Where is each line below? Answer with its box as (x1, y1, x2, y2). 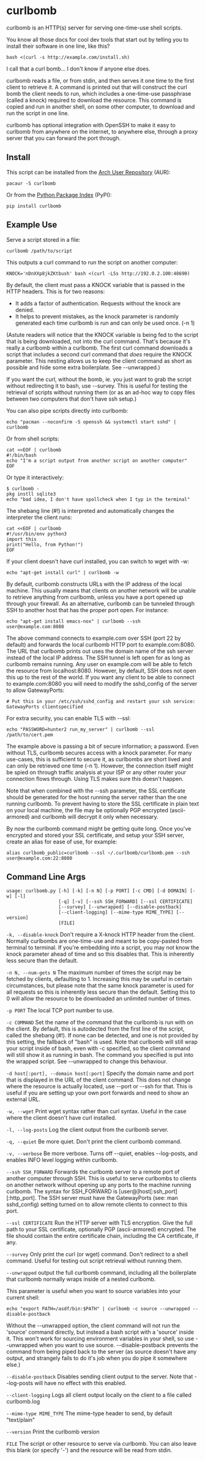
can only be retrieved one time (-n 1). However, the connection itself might (6, 762, 194, 769)
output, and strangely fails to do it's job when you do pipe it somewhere (6, 1354, 187, 1362)
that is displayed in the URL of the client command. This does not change (6, 1076, 191, 1083)
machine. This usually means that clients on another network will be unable (6, 586, 196, 594)
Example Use (6, 220, 58, 230)
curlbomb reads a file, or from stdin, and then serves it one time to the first (6, 77, 195, 84)
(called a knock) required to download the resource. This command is (6, 96, 182, 104)
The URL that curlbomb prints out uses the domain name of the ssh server (6, 647, 194, 655)
